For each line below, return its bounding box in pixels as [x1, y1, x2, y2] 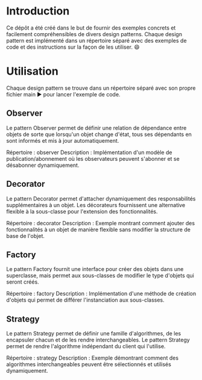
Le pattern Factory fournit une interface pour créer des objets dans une [6, 266, 184, 273]
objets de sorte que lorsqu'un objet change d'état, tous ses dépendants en [6, 131, 192, 138]
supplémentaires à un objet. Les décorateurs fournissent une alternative [6, 201, 186, 208]
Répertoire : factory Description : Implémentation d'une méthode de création [6, 290, 197, 297]
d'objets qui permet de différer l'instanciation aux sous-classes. [6, 296, 165, 304]
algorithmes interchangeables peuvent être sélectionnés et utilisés [6, 361, 172, 368]
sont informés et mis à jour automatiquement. [6, 137, 119, 144]
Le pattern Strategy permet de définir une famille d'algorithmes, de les [6, 330, 181, 337]
